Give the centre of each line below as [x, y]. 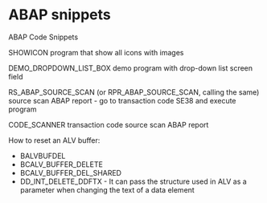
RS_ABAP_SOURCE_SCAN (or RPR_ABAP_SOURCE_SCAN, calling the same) [134, 92]
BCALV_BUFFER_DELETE [61, 164]
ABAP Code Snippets [43, 37]
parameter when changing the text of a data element [107, 189]
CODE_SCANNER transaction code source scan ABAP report [109, 124]
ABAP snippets [60, 15]
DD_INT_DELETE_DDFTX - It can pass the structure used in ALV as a [133, 181]
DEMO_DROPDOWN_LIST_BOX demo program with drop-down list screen [131, 68]
